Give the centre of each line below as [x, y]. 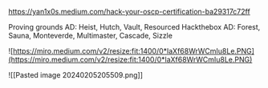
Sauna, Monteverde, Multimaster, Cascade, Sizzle [90, 36]
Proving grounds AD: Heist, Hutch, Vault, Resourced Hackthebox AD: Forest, [134, 27]
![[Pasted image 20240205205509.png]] [75, 75]
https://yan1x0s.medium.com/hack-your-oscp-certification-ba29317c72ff [129, 12]
